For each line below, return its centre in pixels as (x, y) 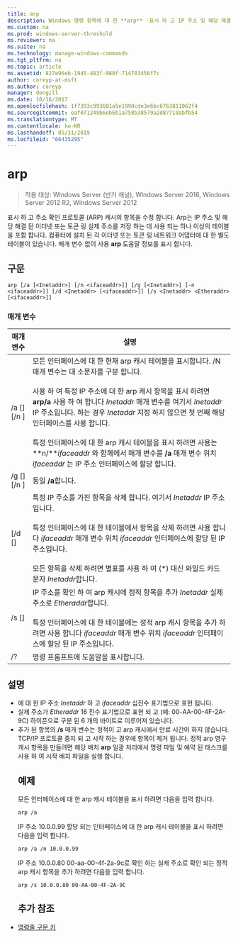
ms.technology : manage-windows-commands (68, 54)
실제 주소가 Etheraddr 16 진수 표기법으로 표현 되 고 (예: (94, 712)
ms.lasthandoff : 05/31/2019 (49, 133)
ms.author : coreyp (34, 86)
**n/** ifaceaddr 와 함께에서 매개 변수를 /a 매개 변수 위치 (124, 453)
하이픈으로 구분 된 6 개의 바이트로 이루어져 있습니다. (102, 721)
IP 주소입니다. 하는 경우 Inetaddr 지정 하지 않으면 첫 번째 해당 (129, 413)
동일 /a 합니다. (54, 481)
